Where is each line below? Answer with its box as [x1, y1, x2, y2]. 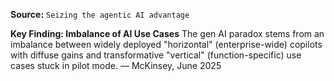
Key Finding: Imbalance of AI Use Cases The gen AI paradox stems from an [10, 28, 325, 39]
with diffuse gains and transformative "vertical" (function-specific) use [10, 49, 302, 61]
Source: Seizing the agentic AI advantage [10, 9, 190, 20]
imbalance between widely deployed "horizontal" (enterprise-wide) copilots [10, 39, 323, 50]
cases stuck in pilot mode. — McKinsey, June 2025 [10, 60, 222, 71]
